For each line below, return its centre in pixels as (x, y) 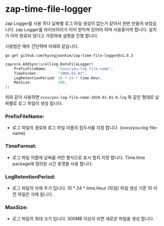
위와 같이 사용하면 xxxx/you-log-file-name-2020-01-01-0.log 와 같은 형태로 (80, 97)
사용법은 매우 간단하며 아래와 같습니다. (42, 46)
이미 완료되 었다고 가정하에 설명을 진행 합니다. (54, 36)
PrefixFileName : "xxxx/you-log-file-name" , (64, 69)
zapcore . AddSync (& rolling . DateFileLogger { (49, 64)
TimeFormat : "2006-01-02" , (50, 73)
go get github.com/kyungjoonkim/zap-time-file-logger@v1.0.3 (69, 55)
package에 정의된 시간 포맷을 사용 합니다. (52, 163)
